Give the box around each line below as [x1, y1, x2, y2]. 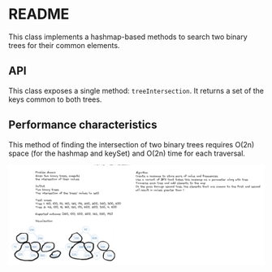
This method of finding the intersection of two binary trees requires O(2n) [8, 139, 255, 149]
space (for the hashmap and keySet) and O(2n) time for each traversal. [8, 148, 246, 158]
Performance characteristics [8, 118, 158, 132]
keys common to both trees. [8, 94, 102, 104]
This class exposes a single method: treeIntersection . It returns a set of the [8, 86, 265, 95]
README [8, 5, 70, 24]
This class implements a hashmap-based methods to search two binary [8, 32, 248, 42]
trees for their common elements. [8, 40, 120, 50]
